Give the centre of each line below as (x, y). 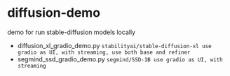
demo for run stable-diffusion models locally (71, 32)
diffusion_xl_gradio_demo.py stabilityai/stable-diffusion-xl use (114, 45)
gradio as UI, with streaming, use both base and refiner (104, 52)
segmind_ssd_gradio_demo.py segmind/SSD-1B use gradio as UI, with (120, 59)
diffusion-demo (54, 13)
